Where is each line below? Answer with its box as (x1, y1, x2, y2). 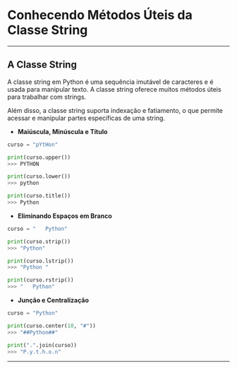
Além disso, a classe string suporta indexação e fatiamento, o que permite (7, 106, 224, 114)
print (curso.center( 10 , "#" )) (7, 322, 97, 329)
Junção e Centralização (17, 296, 90, 304)
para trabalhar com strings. (7, 92, 87, 101)
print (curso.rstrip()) (7, 277, 74, 284)
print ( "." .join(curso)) (7, 341, 78, 349)
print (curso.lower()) (7, 173, 71, 180)
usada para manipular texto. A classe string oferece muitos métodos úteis (7, 85, 221, 93)
